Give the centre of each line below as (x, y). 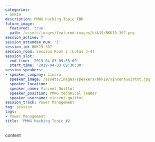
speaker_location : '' (32, 84)
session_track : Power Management (40, 103)
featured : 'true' (28, 28)
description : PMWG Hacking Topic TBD (44, 19)
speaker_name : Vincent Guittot (42, 88)
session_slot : (20, 56)
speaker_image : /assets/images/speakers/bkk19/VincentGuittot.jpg (80, 79)
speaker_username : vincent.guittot (47, 98)
